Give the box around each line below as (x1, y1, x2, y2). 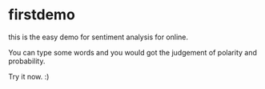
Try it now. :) (8, 71, 50, 81)
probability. (8, 56, 46, 66)
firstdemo (8, 6, 76, 24)
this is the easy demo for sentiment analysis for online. (8, 32, 189, 42)
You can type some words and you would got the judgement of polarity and (8, 47, 258, 57)
